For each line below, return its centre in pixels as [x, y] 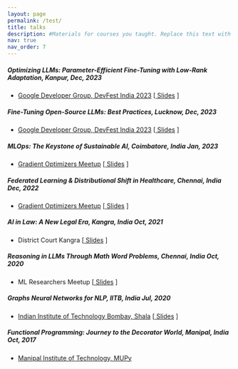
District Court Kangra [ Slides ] [63, 240]
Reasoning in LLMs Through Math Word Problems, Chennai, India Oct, [113, 256]
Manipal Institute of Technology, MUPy [74, 358]
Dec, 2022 [23, 188]
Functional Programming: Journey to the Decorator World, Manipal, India [118, 333]
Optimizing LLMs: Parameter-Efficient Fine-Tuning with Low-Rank [108, 70]
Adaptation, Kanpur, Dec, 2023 [55, 77]
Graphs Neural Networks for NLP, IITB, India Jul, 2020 [89, 298]
